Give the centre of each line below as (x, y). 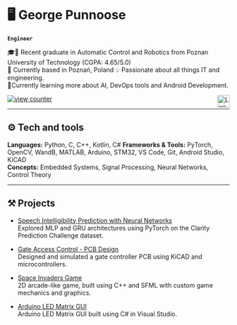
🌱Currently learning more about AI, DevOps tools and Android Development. (118, 85)
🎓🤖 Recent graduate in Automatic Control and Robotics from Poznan (108, 52)
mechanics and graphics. (54, 293)
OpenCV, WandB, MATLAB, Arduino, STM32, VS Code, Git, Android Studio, (116, 152)
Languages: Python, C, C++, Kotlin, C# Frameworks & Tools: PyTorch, (110, 145)
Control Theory (29, 174)
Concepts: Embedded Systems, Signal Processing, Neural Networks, (108, 167)
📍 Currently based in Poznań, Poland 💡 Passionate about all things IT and (114, 70)
